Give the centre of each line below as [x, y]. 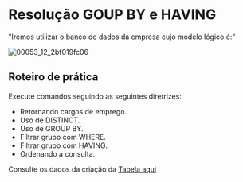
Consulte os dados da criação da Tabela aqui [82, 169]
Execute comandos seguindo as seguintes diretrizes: [95, 96]
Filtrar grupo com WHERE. [63, 137]
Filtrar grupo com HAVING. [64, 145]
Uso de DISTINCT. [50, 120]
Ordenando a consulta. [57, 153]
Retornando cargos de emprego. [73, 111]
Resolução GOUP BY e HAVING [112, 15]
